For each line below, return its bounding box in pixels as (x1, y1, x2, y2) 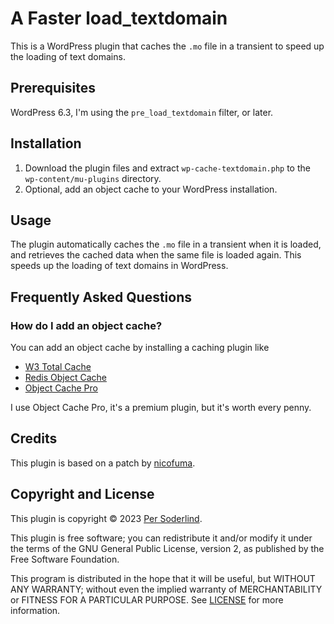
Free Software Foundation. (10, 553, 120, 565)
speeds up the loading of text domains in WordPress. (10, 260, 229, 272)
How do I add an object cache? (10, 318, 163, 332)
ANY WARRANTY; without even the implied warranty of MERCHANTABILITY (10, 583, 323, 595)
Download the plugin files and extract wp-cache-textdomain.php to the (24, 162, 311, 174)
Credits (10, 430, 58, 447)
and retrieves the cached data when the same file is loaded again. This (10, 249, 302, 261)
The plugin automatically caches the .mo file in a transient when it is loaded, (10, 238, 322, 251)
